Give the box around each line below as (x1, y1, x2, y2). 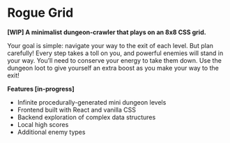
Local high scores (17, 120, 69, 128)
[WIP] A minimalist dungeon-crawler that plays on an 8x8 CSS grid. (7, 28, 207, 36)
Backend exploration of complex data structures (17, 113, 156, 121)
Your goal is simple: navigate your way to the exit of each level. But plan (7, 41, 214, 50)
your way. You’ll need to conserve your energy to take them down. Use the (7, 56, 222, 64)
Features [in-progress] (7, 84, 75, 93)
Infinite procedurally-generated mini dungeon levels (17, 98, 167, 106)
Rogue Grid (7, 5, 74, 21)
